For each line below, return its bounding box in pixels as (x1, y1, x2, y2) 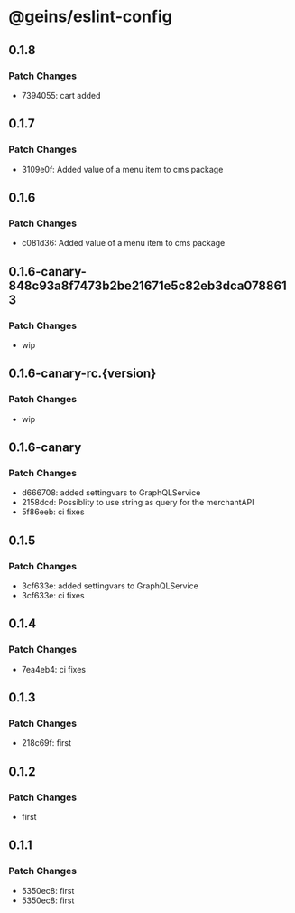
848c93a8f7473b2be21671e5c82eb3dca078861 (8, 278, 288, 293)
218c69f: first (21, 738, 72, 748)
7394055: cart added (21, 89, 101, 100)
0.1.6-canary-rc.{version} (8, 366, 157, 381)
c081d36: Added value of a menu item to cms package (21, 238, 226, 249)
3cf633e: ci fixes (21, 590, 85, 600)
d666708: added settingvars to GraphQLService (21, 487, 201, 498)
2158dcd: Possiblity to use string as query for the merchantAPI (21, 497, 254, 508)
